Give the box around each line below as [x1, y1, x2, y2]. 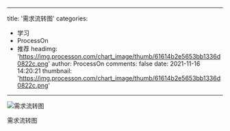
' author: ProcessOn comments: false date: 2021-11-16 [47, 59, 201, 68]
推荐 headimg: [16, 45, 58, 53]
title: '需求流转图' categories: [7, 14, 88, 23]
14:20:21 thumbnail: [16, 67, 73, 75]
